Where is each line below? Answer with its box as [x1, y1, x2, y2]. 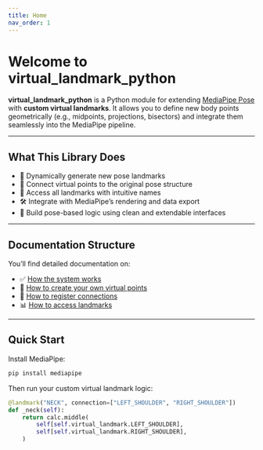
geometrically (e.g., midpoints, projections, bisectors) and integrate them [8, 112, 244, 122]
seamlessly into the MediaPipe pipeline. [8, 120, 136, 130]
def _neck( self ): [8, 406, 65, 414]
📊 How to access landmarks [19, 300, 113, 310]
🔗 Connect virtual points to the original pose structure [19, 180, 193, 189]
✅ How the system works [19, 274, 102, 284]
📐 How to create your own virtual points [19, 284, 147, 293]
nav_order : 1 [8, 19, 51, 27]
